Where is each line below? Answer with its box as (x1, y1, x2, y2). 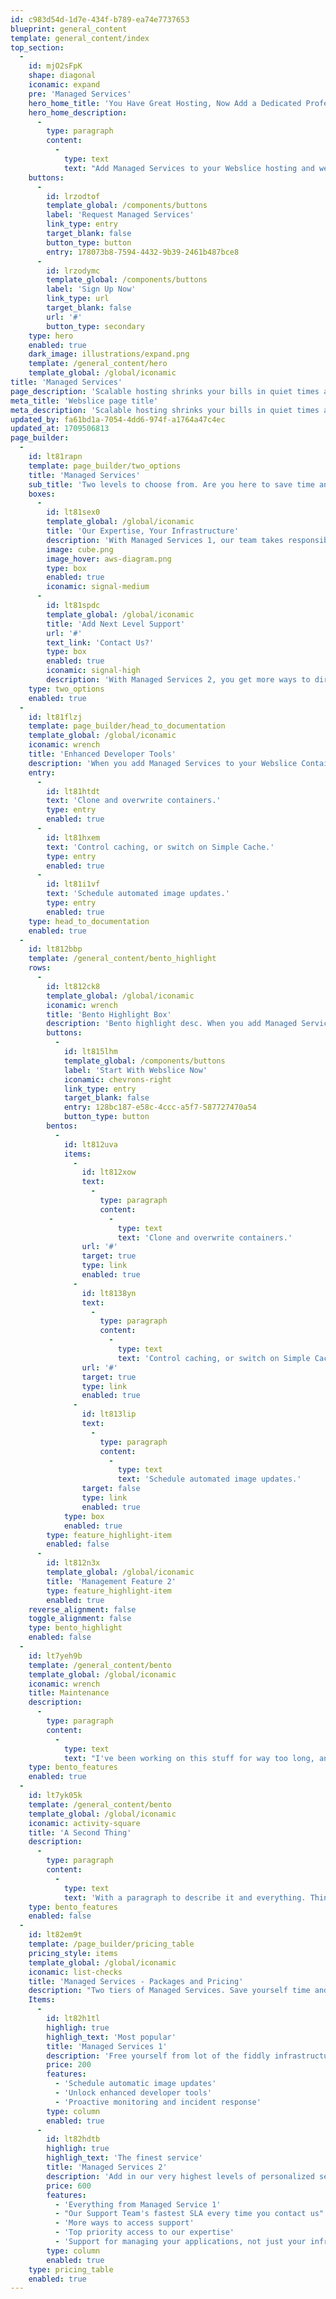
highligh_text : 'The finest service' (46, 2153, 203, 2163)
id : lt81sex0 (46, 507, 101, 518)
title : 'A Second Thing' (28, 1827, 132, 1838)
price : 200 (46, 2060, 92, 2070)
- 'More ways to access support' (54, 2218, 195, 2228)
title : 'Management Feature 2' (46, 1576, 177, 1586)
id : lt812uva (63, 1139, 118, 1150)
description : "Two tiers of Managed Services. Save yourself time (28, 1986, 311, 1996)
